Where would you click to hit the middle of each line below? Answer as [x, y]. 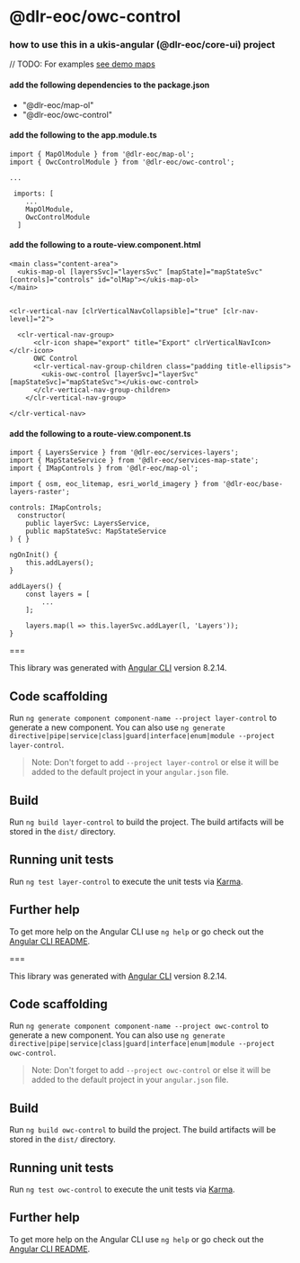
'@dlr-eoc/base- [252, 484]
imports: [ [33, 194]
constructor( [42, 516]
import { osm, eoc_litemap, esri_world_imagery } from [114, 484]
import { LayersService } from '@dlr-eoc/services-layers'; [124, 453]
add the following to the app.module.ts [83, 135]
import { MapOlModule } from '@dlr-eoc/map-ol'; [102, 154]
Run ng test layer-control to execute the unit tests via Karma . [126, 881]
